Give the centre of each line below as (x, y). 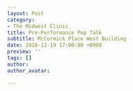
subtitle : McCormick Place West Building (67, 39)
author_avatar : (29, 70)
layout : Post (26, 13)
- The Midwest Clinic (38, 26)
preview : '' (24, 52)
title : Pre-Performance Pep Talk (55, 32)
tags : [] (19, 58)
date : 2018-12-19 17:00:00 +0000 (55, 45)
